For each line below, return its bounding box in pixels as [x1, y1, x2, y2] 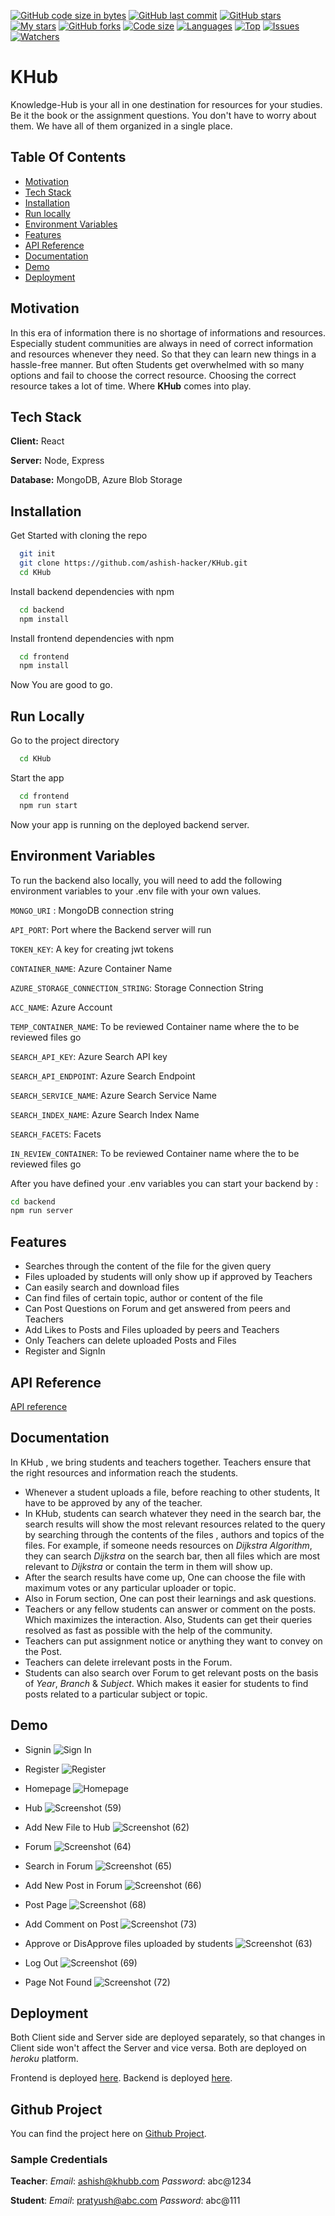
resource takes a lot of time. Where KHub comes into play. [10, 380, 252, 392]
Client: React [10, 435, 65, 447]
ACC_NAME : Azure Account [10, 1001, 113, 1013]
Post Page [24, 1898, 68, 1910]
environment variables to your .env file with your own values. [10, 885, 262, 897]
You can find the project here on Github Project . [10, 2128, 207, 2140]
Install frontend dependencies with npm [10, 632, 175, 644]
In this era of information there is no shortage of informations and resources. [10, 326, 326, 339]
